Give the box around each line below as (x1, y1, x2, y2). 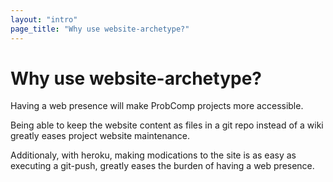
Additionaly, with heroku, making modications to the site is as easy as (10, 149, 297, 161)
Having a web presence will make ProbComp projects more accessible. (10, 100, 304, 112)
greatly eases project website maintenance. (10, 130, 190, 142)
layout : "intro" (10, 14, 78, 25)
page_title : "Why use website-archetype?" (10, 24, 190, 34)
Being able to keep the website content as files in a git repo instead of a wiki (10, 119, 324, 131)
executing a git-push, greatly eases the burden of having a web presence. (10, 160, 315, 172)
